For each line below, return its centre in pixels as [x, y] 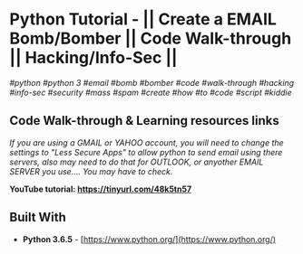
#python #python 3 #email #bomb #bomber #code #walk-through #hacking [152, 82]
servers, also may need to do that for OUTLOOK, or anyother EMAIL [137, 162]
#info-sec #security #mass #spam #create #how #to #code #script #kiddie [151, 92]
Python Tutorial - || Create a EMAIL [143, 19]
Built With [38, 217]
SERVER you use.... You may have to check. [91, 171]
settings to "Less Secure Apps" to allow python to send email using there [146, 152]
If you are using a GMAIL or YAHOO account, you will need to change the [147, 142]
